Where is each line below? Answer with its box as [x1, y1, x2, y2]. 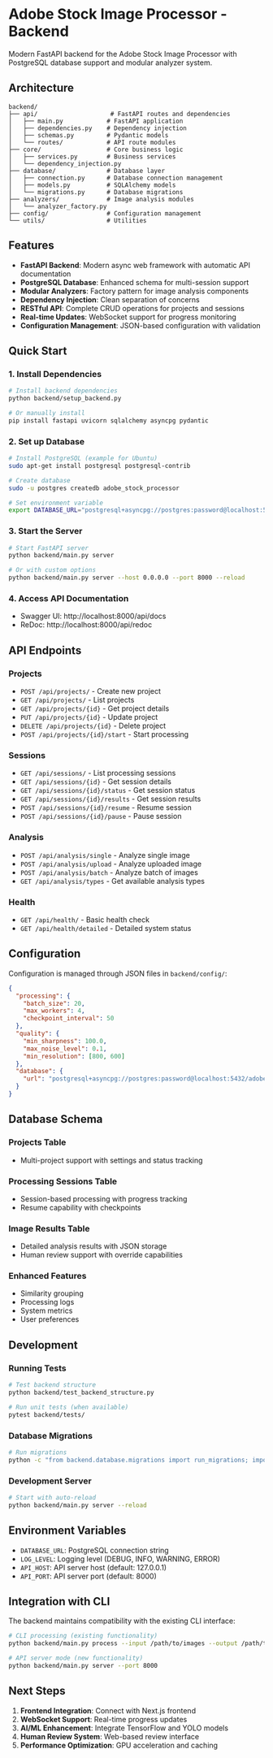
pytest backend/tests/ [8, 1410, 85, 1418]
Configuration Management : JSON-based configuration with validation [19, 320, 262, 330]
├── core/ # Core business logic [8, 145, 184, 154]
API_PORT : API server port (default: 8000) [19, 1571, 157, 1581]
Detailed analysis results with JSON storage [19, 1241, 167, 1251]
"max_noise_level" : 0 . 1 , [23, 1045, 107, 1053]
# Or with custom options [8, 566, 96, 574]
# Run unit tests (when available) [8, 1403, 129, 1411]
